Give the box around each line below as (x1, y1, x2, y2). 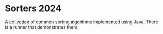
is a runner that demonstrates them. (5, 24, 79, 30)
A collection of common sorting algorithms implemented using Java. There (5, 19, 158, 25)
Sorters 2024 (5, 3, 62, 14)
